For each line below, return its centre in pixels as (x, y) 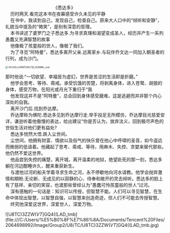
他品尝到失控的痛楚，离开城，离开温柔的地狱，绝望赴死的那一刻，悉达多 (86, 159)
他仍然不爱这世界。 (26, 153)
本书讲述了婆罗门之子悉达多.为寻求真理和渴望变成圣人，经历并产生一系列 (87, 33)
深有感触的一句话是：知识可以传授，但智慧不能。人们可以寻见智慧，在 (84, 191)
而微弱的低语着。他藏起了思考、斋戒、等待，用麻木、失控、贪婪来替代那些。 (86, 147)
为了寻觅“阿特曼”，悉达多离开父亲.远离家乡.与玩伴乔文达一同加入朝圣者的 (87, 52)
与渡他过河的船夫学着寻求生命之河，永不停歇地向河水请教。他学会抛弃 (84, 172)
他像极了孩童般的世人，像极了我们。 (48, 46)
